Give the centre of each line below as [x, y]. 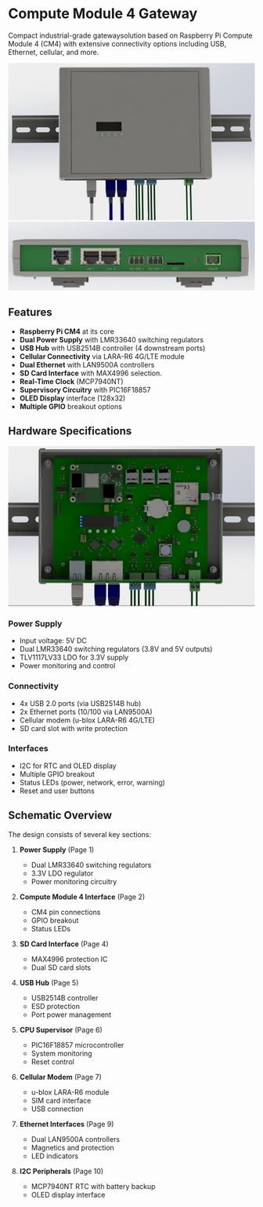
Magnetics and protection [73, 1147]
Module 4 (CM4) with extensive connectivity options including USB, [117, 43]
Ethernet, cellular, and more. [54, 52]
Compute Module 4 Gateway [103, 14]
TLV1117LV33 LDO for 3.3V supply [74, 657]
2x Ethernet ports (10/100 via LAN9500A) [86, 711]
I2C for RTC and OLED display [68, 766]
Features [30, 312]
